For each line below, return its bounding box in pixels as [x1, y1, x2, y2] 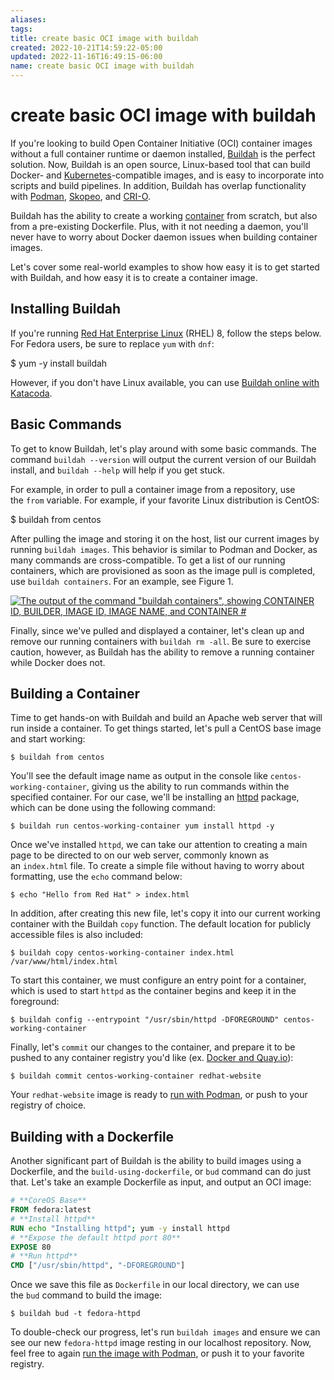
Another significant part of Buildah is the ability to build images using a [10, 1155, 302, 1167]
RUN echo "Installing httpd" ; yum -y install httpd [10, 1223, 230, 1233]
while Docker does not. [10, 656, 106, 668]
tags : [10, 24, 33, 34]
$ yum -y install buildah [10, 357, 108, 369]
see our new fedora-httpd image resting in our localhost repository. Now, [10, 1337, 312, 1349]
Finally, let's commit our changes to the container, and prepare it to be [10, 1041, 296, 1053]
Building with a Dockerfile [10, 1128, 175, 1145]
